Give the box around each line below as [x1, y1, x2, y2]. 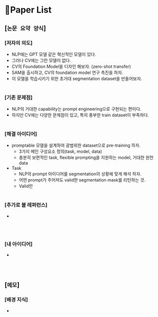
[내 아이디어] [4, 240, 33, 247]
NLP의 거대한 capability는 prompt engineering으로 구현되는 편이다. [11, 106, 141, 112]
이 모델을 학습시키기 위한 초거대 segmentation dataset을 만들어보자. [11, 75, 142, 82]
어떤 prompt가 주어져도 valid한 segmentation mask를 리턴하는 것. [18, 177, 146, 183]
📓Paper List [4, 4, 52, 16]
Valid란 [18, 183, 33, 189]
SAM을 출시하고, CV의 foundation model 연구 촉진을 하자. [11, 69, 123, 75]
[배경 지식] [4, 296, 28, 303]
